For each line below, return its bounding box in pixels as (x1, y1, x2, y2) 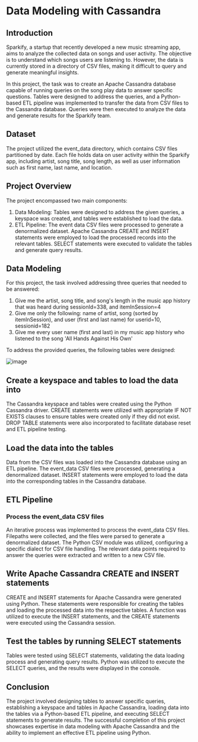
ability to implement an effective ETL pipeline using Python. (6, 730, 151, 737)
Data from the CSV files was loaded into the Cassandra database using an (6, 459, 187, 466)
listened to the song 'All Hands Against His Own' (14, 335, 133, 342)
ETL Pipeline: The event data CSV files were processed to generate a (14, 221, 184, 228)
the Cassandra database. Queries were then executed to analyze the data (6, 106, 186, 112)
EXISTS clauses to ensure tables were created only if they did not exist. (6, 413, 181, 420)
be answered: (6, 285, 40, 293)
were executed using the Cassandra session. (6, 619, 116, 626)
